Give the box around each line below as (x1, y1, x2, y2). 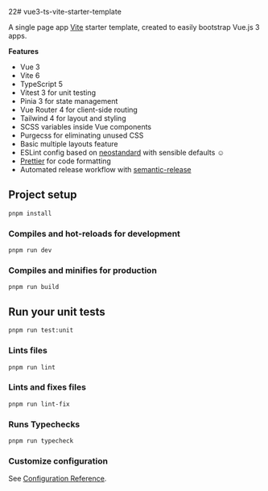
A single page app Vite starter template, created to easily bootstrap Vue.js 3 (8, 23, 260, 31)
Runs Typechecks (8, 419, 80, 430)
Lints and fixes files (8, 382, 87, 393)
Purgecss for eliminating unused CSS (19, 130, 144, 140)
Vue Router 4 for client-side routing (19, 105, 138, 114)
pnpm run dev (8, 246, 52, 254)
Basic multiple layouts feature (19, 139, 118, 148)
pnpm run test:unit (8, 326, 74, 335)
